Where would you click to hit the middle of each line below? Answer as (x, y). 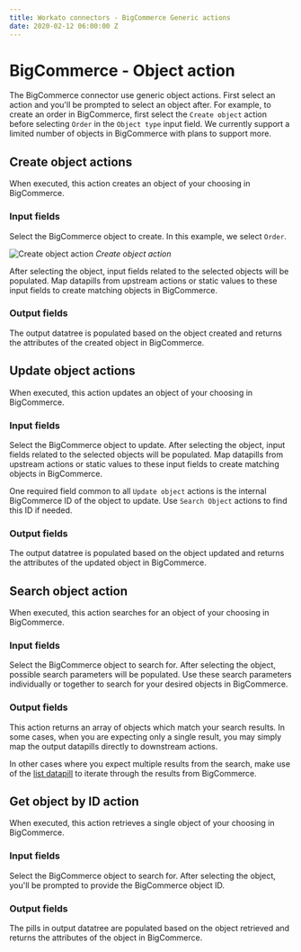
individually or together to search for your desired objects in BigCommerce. (149, 684)
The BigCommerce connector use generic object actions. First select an (142, 95)
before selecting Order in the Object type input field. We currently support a (150, 124)
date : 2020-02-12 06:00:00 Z (64, 26)
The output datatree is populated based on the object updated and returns (147, 553)
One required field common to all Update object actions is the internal (138, 490)
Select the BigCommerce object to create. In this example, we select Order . (148, 236)
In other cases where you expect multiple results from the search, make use (150, 763)
